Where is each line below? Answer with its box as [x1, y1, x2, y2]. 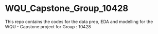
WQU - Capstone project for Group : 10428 [5, 23, 91, 29]
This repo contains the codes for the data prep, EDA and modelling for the [5, 19, 153, 24]
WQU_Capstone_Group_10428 [5, 3, 129, 14]
